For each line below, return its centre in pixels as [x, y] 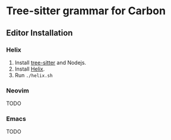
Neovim [18, 90]
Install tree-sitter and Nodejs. [50, 62]
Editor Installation [39, 33]
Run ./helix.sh [34, 75]
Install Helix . [30, 69]
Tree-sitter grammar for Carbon [86, 11]
